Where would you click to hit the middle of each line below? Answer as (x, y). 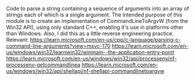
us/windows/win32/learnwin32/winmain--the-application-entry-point (90, 52)
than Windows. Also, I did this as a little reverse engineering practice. (90, 34)
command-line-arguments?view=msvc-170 (58, 46)
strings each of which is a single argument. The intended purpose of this (94, 15)
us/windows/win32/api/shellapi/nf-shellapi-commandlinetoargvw (85, 71)
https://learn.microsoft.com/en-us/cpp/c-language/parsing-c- (105, 40)
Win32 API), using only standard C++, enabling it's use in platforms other (95, 27)
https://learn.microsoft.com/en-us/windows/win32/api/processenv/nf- (92, 59)
